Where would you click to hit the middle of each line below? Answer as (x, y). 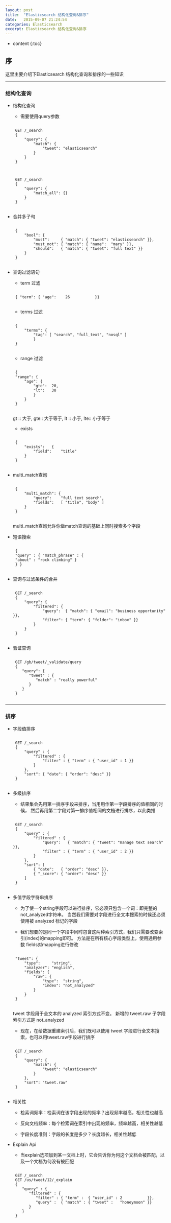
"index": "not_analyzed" (69, 985)
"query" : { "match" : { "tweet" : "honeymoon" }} (94, 1202)
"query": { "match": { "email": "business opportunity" (104, 611)
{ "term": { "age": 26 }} (57, 297)
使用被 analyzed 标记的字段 (49, 921)
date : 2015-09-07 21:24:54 (36, 19)
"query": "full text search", (69, 498)
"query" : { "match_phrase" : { (49, 556)
